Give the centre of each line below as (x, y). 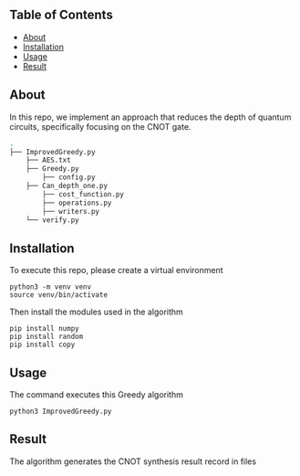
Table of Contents (62, 15)
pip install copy (42, 345)
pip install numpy (44, 329)
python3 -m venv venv (51, 287)
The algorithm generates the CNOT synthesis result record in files (133, 461)
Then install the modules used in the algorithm (97, 312)
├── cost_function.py (83, 194)
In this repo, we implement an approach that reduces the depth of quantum (150, 117)
